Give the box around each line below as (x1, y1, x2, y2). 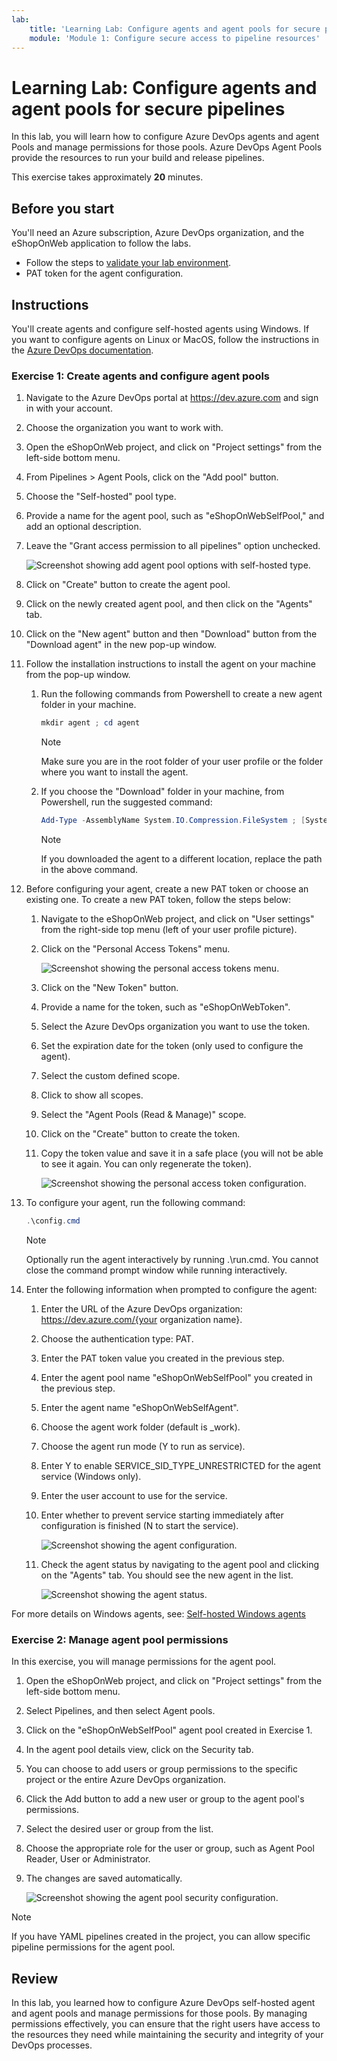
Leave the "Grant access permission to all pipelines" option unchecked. (25, 540, 321, 552)
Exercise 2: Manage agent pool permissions (11, 1632, 229, 1646)
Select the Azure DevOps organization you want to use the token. (40, 1020, 311, 1032)
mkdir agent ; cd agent (40, 718, 141, 728)
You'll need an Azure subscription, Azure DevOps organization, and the (11, 227, 305, 239)
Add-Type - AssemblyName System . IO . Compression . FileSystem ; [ (40, 816, 306, 826)
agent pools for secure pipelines (11, 97, 286, 120)
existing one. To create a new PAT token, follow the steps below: (25, 893, 292, 905)
